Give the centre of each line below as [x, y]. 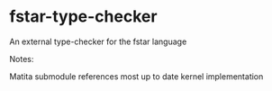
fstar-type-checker [83, 17]
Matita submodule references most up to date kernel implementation [136, 76]
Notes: [22, 59]
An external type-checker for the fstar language [98, 41]
